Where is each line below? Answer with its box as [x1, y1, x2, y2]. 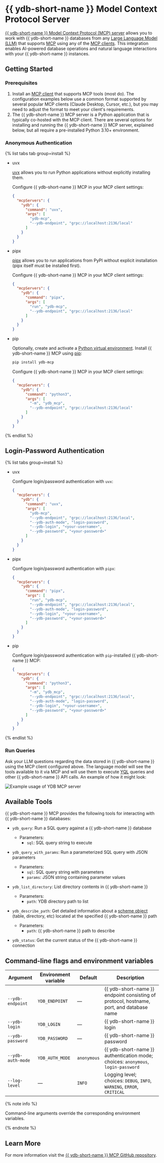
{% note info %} [5, 1101, 38, 1107]
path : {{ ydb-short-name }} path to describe [26, 928, 115, 934]
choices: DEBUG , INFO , [104, 1077, 152, 1084]
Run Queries [5, 747, 35, 754]
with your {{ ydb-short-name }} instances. [5, 50, 90, 57]
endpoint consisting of [104, 992, 156, 999]
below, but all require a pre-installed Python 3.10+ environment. [12, 127, 140, 133]
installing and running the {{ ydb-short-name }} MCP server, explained [12, 122, 154, 128]
